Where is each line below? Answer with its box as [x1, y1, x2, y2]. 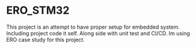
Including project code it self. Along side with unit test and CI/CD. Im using [6, 29, 191, 36]
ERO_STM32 [6, 4, 70, 17]
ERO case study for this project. [6, 36, 85, 43]
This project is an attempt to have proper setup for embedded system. [6, 23, 180, 30]
